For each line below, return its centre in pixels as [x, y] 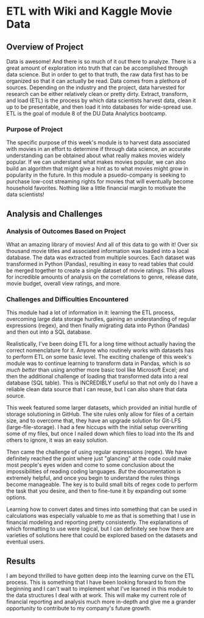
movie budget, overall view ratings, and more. [64, 283]
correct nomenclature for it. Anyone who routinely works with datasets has [100, 350]
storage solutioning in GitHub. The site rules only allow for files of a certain [100, 414]
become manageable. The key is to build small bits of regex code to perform [102, 485]
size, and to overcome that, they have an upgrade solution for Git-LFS [94, 421]
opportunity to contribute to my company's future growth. [79, 608]
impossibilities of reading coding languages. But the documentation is [94, 471]
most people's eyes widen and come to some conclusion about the [90, 465]
